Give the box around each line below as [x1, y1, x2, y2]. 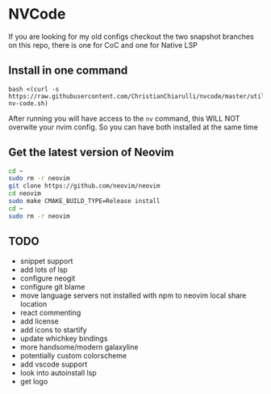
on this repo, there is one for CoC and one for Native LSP [8, 40, 198, 49]
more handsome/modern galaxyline [19, 341, 139, 352]
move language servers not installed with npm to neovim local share [19, 290, 247, 300]
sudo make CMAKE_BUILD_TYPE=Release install [8, 197, 161, 205]
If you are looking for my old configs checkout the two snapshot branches [8, 32, 254, 41]
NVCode [8, 5, 66, 23]
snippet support [19, 256, 73, 265]
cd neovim [8, 189, 42, 198]
